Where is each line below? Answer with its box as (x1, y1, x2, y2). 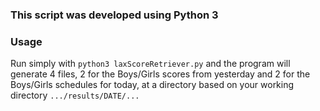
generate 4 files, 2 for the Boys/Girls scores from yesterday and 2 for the (10, 68, 311, 80)
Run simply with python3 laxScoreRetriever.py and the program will (10, 58, 291, 70)
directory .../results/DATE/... (10, 89, 140, 102)
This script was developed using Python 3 (10, 8, 219, 22)
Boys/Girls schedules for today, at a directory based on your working (10, 79, 295, 91)
